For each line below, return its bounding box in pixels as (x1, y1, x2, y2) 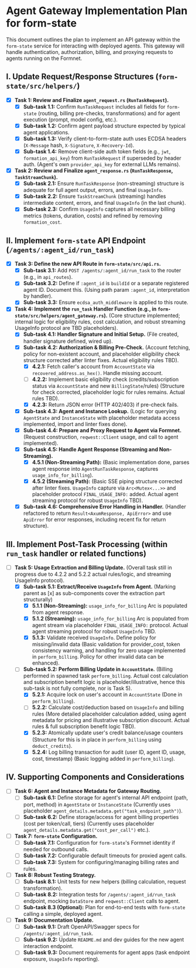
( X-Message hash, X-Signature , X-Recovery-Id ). (23, 142, 135, 149)
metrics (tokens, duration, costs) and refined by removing (23, 213, 163, 220)
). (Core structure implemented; (104, 312, 180, 319)
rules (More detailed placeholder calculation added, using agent (32, 710, 187, 717)
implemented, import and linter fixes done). (23, 420, 128, 427)
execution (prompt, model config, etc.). (23, 116, 118, 123)
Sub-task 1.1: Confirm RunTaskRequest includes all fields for (23, 103, 166, 110)
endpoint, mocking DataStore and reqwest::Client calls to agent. (23, 898, 180, 905)
